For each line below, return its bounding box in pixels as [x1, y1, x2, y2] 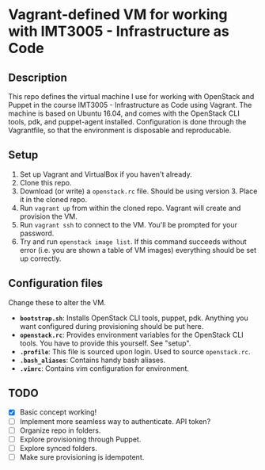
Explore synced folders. [19, 443, 97, 453]
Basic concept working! [19, 407, 97, 417]
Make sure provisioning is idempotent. [19, 452, 145, 461]
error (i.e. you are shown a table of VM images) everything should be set [19, 245, 257, 254]
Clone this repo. [19, 178, 72, 187]
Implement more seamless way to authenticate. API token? [19, 416, 211, 426]
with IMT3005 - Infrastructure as [8, 22, 229, 40]
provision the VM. [19, 212, 78, 221]
